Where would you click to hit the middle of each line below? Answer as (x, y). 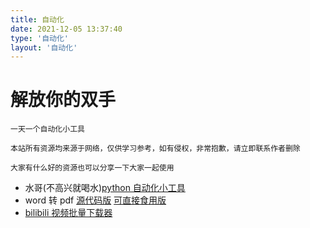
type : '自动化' (39, 38)
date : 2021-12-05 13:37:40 (66, 29)
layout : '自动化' (44, 47)
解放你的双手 (63, 100)
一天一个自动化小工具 (47, 129)
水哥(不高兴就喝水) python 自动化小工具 (105, 188)
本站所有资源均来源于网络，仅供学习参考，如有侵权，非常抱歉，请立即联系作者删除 (155, 149)
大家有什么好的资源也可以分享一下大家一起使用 (92, 168)
